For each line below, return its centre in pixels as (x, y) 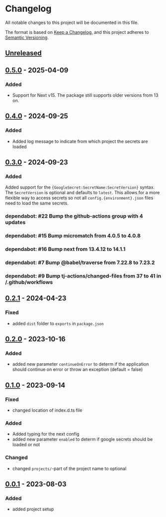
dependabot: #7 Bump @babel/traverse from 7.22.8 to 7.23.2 (80, 262)
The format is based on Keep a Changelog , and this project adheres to (77, 32)
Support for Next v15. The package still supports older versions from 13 (85, 95)
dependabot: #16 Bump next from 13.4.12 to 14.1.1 (65, 249)
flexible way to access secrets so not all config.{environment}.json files (79, 198)
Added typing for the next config (46, 434)
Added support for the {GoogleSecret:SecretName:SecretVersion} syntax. (80, 187)
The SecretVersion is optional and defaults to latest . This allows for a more (83, 193)
